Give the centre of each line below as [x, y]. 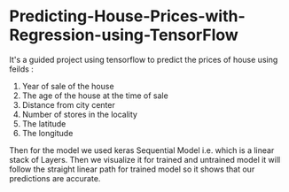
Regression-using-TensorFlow [124, 35]
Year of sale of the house [68, 86]
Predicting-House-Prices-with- [127, 16]
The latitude [44, 123]
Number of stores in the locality [79, 114]
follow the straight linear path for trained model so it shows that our [132, 169]
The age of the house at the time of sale [95, 96]
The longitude [47, 133]
